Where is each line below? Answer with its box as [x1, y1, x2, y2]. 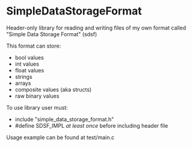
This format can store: [6, 42, 61, 49]
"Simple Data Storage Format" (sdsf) [6, 30, 98, 37]
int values [14, 60, 39, 67]
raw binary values [14, 92, 60, 99]
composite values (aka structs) [14, 86, 92, 93]
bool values [14, 54, 44, 61]
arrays [14, 80, 31, 87]
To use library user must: [6, 104, 68, 111]
